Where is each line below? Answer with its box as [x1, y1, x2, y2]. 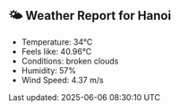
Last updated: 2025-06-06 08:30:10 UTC [8, 91, 160, 102]
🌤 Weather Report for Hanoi [8, 8, 172, 23]
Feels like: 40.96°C [21, 46, 92, 56]
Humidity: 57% [21, 64, 77, 75]
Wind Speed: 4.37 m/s [21, 74, 104, 85]
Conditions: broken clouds [21, 55, 119, 66]
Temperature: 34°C [21, 36, 93, 47]
